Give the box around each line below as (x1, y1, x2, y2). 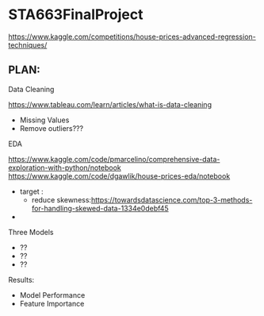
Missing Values (19, 115, 70, 125)
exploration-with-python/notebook (8, 163, 121, 172)
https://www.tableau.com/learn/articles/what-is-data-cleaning (8, 99, 212, 109)
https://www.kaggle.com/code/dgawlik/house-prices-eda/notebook (8, 171, 231, 180)
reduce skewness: (31, 195, 92, 204)
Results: (8, 275, 35, 284)
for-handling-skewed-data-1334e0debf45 (31, 203, 169, 213)
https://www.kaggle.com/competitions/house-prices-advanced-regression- (8, 32, 256, 41)
